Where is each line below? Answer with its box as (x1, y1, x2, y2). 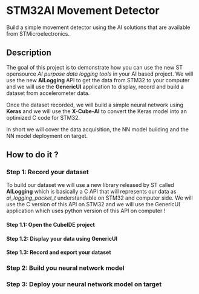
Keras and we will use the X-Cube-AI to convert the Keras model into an (6, 107, 188, 115)
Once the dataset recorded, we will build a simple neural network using (6, 101, 183, 108)
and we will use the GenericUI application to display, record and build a (6, 83, 184, 90)
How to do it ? (6, 149, 59, 160)
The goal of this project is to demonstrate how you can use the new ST (6, 64, 183, 71)
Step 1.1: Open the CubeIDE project (6, 221, 95, 229)
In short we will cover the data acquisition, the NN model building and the (6, 125, 189, 133)
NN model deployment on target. (6, 132, 88, 139)
